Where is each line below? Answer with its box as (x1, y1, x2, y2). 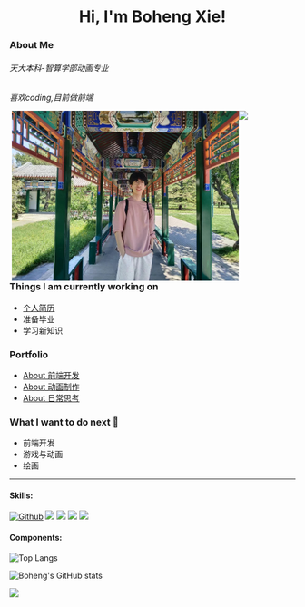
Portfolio (9, 348, 49, 360)
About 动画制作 (22, 381, 80, 392)
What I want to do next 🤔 (9, 416, 120, 428)
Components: (9, 532, 63, 543)
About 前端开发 (22, 369, 80, 380)
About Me (9, 39, 54, 52)
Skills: (9, 490, 34, 501)
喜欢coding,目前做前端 (9, 93, 93, 103)
